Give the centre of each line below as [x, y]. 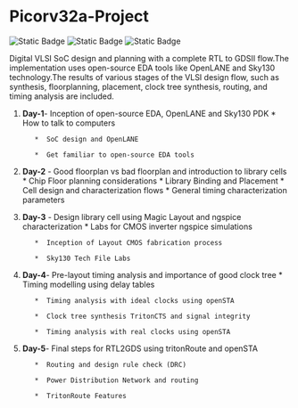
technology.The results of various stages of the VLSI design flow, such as [144, 77]
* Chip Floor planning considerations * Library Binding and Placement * [153, 181]
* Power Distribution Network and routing [116, 380]
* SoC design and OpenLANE [87, 139]
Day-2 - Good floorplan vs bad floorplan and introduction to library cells [154, 171]
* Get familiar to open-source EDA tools [114, 155]
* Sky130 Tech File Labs [83, 258]
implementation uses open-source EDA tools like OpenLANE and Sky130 [142, 68]
